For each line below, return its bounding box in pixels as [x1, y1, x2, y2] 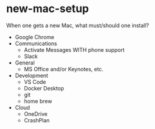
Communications [14, 40, 57, 47]
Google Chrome [14, 33, 55, 40]
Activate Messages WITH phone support [23, 46, 125, 53]
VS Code [23, 78, 46, 86]
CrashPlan [23, 116, 50, 124]
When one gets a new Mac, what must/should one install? [6, 22, 149, 29]
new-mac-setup [6, 2, 89, 16]
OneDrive [23, 110, 48, 118]
